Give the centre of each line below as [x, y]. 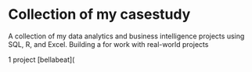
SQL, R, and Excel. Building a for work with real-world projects [108, 44]
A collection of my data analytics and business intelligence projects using [126, 36]
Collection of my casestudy [99, 14]
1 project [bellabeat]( [41, 59]
